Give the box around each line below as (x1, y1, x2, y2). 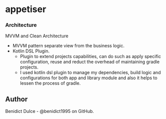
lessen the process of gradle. (20, 80, 81, 86)
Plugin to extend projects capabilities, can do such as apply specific (20, 53, 161, 59)
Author (5, 95, 28, 103)
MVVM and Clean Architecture (5, 33, 69, 39)
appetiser (5, 4, 46, 15)
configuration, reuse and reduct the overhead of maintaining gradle (20, 59, 160, 65)
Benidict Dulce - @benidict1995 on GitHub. (5, 108, 94, 114)
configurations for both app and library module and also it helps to (20, 75, 157, 81)
